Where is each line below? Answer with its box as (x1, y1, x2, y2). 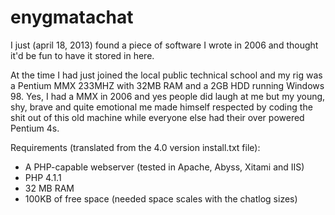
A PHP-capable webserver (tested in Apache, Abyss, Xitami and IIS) (24, 161, 305, 173)
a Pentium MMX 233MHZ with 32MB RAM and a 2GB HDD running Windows (10, 79, 325, 91)
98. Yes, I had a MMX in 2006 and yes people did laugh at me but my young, (10, 90, 326, 102)
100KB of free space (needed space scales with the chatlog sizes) (24, 192, 298, 205)
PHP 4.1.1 (24, 171, 62, 183)
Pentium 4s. (10, 122, 60, 134)
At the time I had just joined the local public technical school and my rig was (10, 69, 323, 81)
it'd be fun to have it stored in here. (10, 49, 155, 61)
